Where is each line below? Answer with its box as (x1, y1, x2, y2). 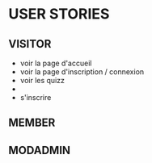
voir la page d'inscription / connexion (19, 67, 145, 77)
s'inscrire (19, 93, 52, 102)
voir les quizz (19, 76, 65, 85)
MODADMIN (8, 143, 71, 157)
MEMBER (8, 116, 56, 130)
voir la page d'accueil (19, 58, 92, 68)
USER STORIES (8, 5, 110, 23)
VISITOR (8, 37, 52, 51)
